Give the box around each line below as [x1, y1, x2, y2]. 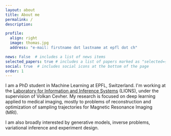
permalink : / [5, 17, 33, 22]
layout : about [5, 7, 36, 13]
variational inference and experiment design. [5, 125, 99, 131]
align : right [10, 36, 38, 41]
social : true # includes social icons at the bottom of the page [5, 64, 149, 69]
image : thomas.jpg [10, 40, 49, 46]
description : [5, 21, 33, 27]
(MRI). [5, 110, 18, 116]
